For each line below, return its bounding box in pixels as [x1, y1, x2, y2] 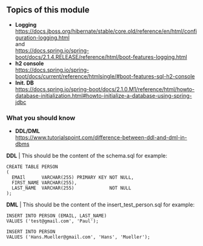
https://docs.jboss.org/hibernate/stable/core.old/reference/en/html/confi [15, 27, 197, 35]
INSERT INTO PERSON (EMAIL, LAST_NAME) [6, 213, 107, 219]
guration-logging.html [15, 33, 70, 41]
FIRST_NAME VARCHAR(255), [12, 180, 78, 186]
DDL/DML [15, 128, 41, 135]
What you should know [6, 114, 76, 122]
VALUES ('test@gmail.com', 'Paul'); [6, 218, 99, 224]
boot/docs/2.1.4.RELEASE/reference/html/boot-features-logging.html [15, 53, 187, 60]
